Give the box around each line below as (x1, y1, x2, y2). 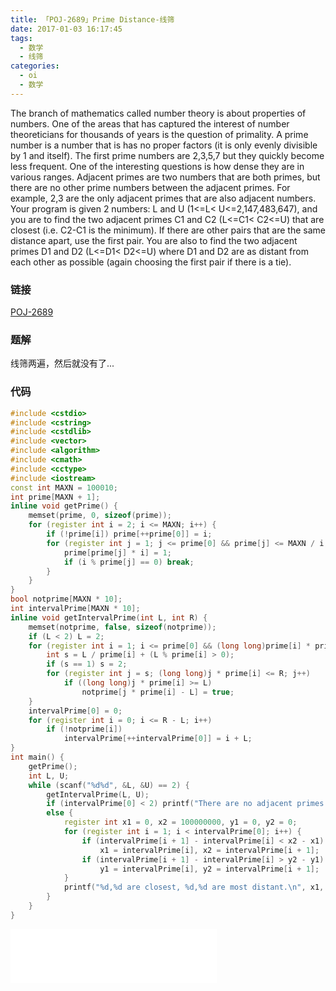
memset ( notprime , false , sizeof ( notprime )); (28, 622, 217, 632)
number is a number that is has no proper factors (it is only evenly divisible (10, 139, 318, 151)
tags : (10, 33, 33, 43)
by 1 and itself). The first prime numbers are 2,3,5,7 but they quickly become (10, 149, 325, 161)
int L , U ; (28, 771, 70, 781)
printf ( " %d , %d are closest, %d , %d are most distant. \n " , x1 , (63, 882, 325, 893)
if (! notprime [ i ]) (46, 724, 123, 735)
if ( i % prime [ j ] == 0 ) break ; (63, 557, 195, 567)
